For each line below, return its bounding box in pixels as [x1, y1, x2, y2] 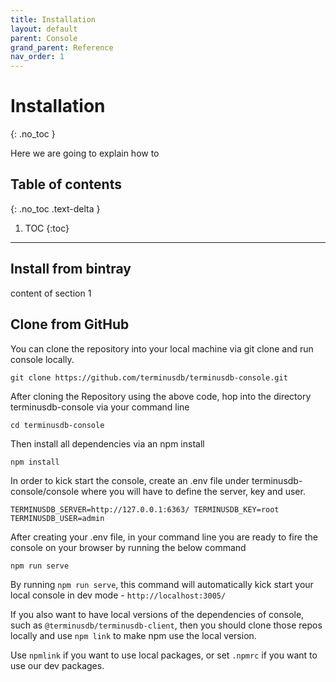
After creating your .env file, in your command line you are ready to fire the [10, 531, 318, 543]
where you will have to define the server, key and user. [80, 485, 306, 497]
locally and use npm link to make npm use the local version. [10, 629, 257, 641]
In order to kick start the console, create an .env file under [10, 474, 250, 486]
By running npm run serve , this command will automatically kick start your [10, 578, 314, 590]
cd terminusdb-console [10, 420, 105, 430]
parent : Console [10, 33, 78, 43]
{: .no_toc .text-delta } [10, 202, 101, 215]
